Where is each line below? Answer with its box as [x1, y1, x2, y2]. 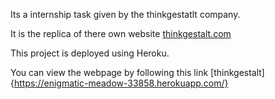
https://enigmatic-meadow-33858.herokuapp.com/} [13, 77, 229, 89]
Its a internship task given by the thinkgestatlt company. [10, 9, 241, 20]
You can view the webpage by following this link [10, 67, 209, 78]
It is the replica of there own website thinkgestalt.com [10, 28, 232, 39]
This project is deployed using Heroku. [10, 47, 170, 59]
